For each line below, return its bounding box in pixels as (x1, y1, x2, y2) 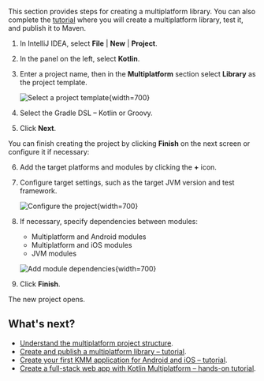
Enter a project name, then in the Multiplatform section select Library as (19, 69, 256, 78)
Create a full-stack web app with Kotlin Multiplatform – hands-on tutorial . (19, 363, 256, 373)
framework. (19, 186, 58, 196)
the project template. (19, 78, 88, 87)
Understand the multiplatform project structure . (19, 338, 173, 348)
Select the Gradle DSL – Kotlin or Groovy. (19, 108, 154, 118)
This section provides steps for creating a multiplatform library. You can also (8, 7, 256, 16)
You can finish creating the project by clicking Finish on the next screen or (8, 139, 251, 148)
